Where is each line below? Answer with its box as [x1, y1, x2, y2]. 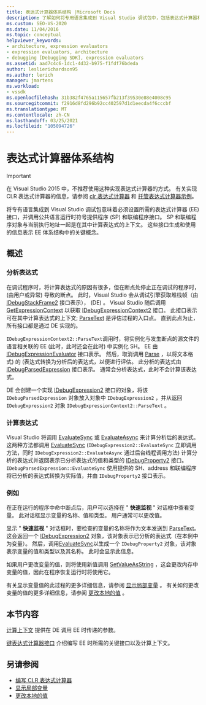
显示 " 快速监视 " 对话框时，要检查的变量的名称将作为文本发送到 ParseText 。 [6, 524, 200, 532]
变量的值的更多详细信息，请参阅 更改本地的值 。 [6, 589, 128, 596]
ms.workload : [6, 84, 40, 90]
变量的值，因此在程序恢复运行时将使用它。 [6, 569, 114, 576]
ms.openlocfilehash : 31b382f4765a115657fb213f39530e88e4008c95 [6, 95, 172, 101]
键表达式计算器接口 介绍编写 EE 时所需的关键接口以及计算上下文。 [6, 639, 174, 647]
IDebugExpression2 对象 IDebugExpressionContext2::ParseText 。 [6, 402, 170, 409]
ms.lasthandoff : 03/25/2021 [6, 117, 78, 123]
